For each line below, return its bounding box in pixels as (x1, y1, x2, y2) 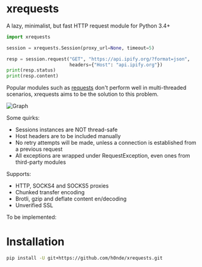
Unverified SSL (15, 202, 53, 209)
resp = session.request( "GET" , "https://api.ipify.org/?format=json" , (6, 56, 190, 62)
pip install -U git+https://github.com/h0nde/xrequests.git (6, 255, 163, 262)
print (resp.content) (6, 73, 59, 79)
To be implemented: (6, 213, 57, 221)
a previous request (15, 145, 63, 153)
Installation (6, 235, 65, 249)
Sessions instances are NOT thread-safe (15, 126, 118, 133)
